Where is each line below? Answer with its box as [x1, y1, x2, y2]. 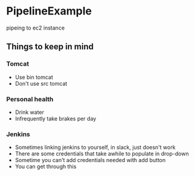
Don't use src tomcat [14, 80, 68, 87]
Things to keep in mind [6, 42, 94, 52]
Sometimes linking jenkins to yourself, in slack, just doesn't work [14, 143, 176, 151]
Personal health [6, 95, 54, 103]
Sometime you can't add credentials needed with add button [14, 157, 166, 164]
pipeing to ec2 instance [6, 24, 65, 31]
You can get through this [14, 163, 77, 170]
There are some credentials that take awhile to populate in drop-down [14, 150, 189, 157]
